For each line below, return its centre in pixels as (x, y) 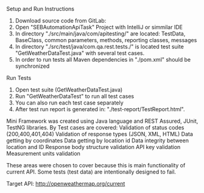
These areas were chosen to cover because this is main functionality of (96, 165)
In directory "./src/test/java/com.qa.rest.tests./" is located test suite (99, 46)
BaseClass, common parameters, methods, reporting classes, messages (106, 40)
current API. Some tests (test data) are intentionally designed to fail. (91, 172)
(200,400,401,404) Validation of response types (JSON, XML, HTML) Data (100, 134)
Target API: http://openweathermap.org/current (66, 184)
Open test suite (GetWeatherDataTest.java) (69, 90)
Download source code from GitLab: (61, 20)
